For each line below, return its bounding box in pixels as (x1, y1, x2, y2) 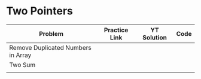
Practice (103, 26, 129, 34)
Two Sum (9, 60, 36, 69)
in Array (9, 51, 32, 59)
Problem (38, 29, 64, 38)
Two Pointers (6, 4, 74, 18)
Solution (142, 33, 167, 41)
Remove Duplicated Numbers (9, 43, 92, 51)
